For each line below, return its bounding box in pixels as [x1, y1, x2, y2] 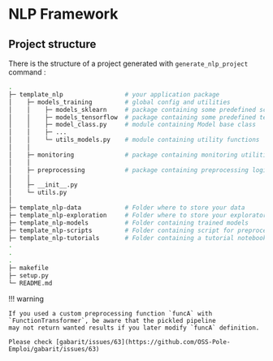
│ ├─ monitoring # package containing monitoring [8, 151, 238, 159]
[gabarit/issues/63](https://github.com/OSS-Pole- [55, 337, 231, 346]
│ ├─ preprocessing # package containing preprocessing [8, 165, 249, 174]
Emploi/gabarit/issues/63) [8, 345, 100, 353]
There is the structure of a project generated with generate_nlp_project [8, 58, 249, 68]
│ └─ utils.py [8, 188, 67, 197]
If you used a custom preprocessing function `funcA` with [8, 309, 213, 317]
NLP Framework [8, 5, 119, 24]
